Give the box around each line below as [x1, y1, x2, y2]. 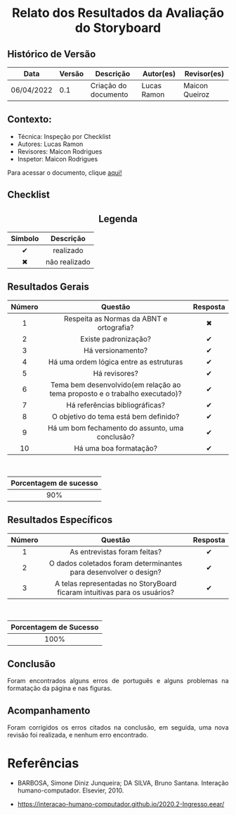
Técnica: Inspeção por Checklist [17, 132, 111, 140]
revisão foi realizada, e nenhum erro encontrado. [7, 731, 149, 740]
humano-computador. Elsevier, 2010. [17, 786, 124, 795]
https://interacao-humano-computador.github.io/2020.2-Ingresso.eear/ [17, 800, 225, 809]
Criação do [90, 81, 127, 90]
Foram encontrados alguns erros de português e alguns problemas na [7, 677, 229, 685]
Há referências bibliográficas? [66, 400, 165, 410]
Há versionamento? [84, 345, 148, 355]
